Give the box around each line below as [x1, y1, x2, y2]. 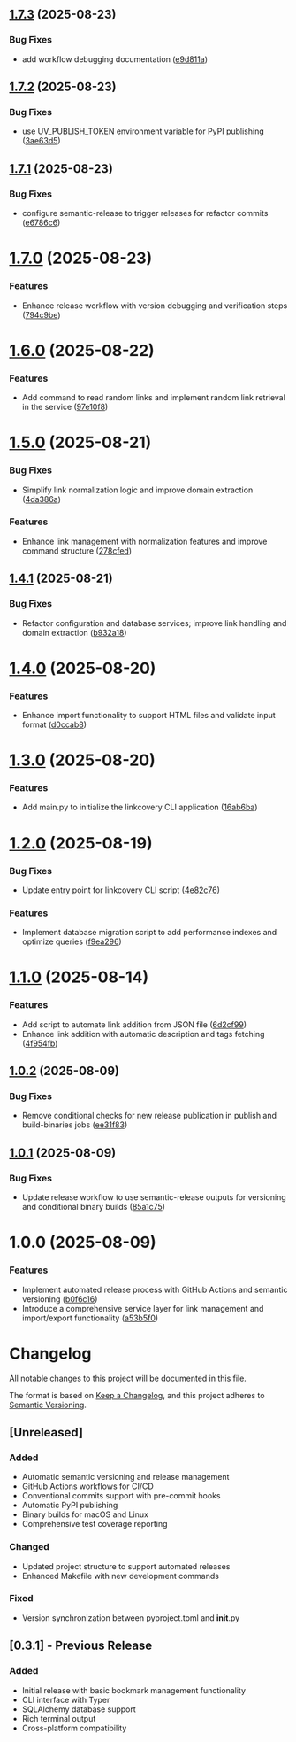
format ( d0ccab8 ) [21, 719, 87, 730]
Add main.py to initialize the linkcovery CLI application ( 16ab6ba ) [21, 801, 258, 813]
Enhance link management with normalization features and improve [21, 536, 268, 546]
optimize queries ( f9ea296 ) [21, 936, 122, 947]
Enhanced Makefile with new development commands [21, 1570, 219, 1581]
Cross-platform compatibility [21, 1723, 127, 1733]
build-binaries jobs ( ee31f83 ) [21, 1119, 128, 1130]
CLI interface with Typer [21, 1694, 110, 1705]
